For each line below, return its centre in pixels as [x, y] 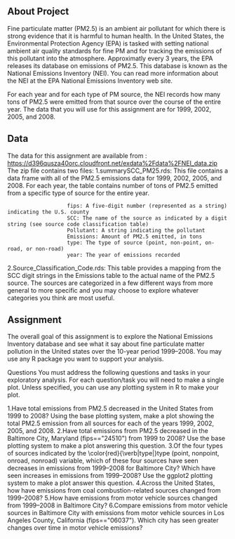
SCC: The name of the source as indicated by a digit [147, 218]
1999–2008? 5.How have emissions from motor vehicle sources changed [112, 498]
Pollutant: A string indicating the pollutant [136, 230]
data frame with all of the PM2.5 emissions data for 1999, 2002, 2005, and [115, 178]
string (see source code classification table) [78, 224]
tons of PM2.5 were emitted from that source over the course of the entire [114, 102]
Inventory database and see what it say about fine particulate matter [106, 344]
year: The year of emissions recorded [123, 255]
